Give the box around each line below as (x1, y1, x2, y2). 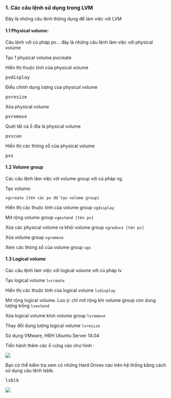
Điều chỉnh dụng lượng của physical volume (5, 84, 98, 90)
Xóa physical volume (5, 103, 50, 109)
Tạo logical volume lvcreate (5, 277, 65, 283)
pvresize (5, 94, 27, 100)
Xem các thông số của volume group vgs (5, 244, 91, 250)
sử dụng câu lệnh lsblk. (5, 367, 55, 373)
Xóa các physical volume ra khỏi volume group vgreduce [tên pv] (5, 224, 144, 230)
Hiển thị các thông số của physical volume (5, 143, 95, 149)
